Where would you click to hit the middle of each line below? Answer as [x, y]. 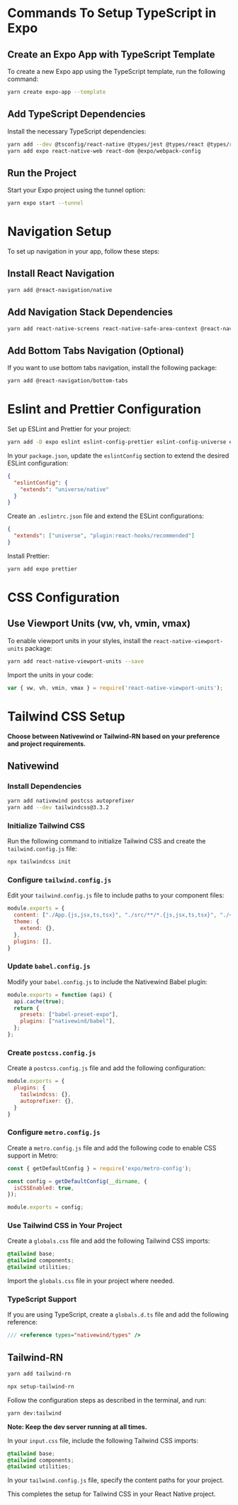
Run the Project [42, 173]
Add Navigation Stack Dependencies [90, 312]
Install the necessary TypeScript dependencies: [77, 131]
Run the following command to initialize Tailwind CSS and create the [107, 841]
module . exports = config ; [45, 1207]
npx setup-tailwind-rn [41, 1386]
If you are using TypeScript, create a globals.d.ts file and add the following [118, 1315]
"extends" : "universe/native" [65, 489]
